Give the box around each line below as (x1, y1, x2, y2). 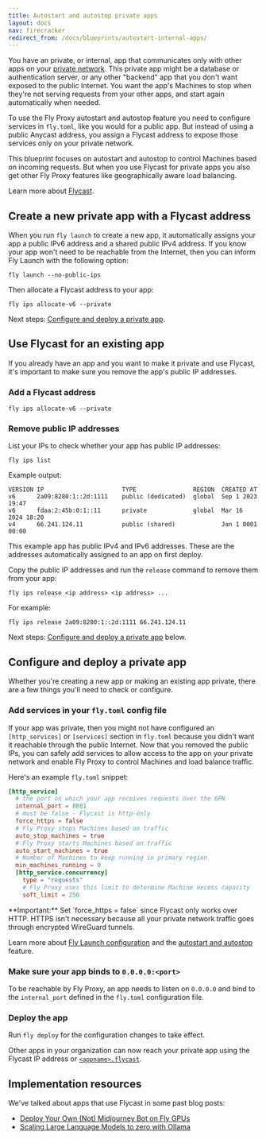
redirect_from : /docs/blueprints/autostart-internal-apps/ (8, 33, 208, 42)
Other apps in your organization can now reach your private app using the (8, 1046, 250, 1056)
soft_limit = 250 (22, 891, 80, 899)
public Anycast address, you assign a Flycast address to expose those (8, 130, 238, 140)
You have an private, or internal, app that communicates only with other (8, 56, 242, 65)
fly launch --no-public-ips (8, 271, 102, 279)
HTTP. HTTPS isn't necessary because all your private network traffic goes (8, 913, 254, 923)
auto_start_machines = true (15, 847, 109, 854)
